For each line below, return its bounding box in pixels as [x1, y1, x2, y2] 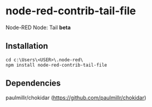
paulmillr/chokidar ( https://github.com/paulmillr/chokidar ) [5, 94, 147, 101]
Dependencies [5, 78, 61, 89]
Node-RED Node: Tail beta [5, 24, 71, 31]
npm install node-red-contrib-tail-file [5, 62, 108, 68]
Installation [5, 41, 48, 51]
